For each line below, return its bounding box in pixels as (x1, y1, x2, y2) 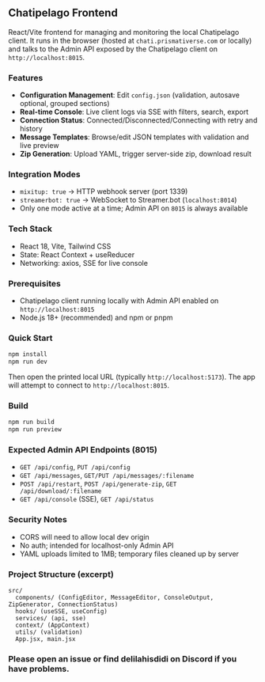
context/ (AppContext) (15, 621, 90, 629)
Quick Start (8, 332, 53, 343)
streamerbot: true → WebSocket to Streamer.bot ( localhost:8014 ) (19, 195, 237, 205)
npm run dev (8, 358, 47, 366)
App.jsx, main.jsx (15, 635, 77, 643)
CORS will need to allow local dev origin (19, 532, 150, 541)
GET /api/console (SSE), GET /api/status (19, 494, 154, 504)
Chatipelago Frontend (8, 6, 119, 20)
